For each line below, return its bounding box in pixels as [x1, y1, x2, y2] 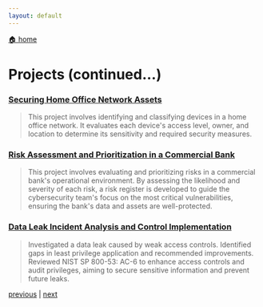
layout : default [8, 11, 62, 20]
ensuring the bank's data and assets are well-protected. [27, 201, 213, 211]
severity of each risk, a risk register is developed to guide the [27, 184, 230, 194]
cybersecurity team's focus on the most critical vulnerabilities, [27, 193, 233, 203]
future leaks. [27, 273, 70, 283]
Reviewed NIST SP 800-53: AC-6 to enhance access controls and [27, 257, 245, 266]
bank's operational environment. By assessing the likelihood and [27, 176, 241, 185]
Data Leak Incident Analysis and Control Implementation [8, 221, 232, 232]
